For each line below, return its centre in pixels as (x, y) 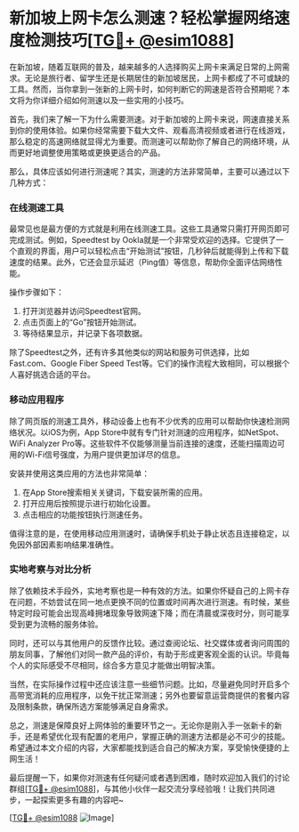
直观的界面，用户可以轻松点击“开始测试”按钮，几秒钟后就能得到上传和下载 (153, 251)
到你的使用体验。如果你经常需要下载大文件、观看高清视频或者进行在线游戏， (149, 130)
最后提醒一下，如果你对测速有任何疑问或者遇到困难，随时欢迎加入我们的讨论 (149, 777)
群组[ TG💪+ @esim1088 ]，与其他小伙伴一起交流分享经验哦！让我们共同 (138, 788)
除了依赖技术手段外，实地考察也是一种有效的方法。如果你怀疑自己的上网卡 (145, 590)
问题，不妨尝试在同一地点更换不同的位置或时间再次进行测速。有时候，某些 (153, 602)
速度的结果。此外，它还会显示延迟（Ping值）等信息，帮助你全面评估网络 (142, 263)
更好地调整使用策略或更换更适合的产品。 (91, 152)
